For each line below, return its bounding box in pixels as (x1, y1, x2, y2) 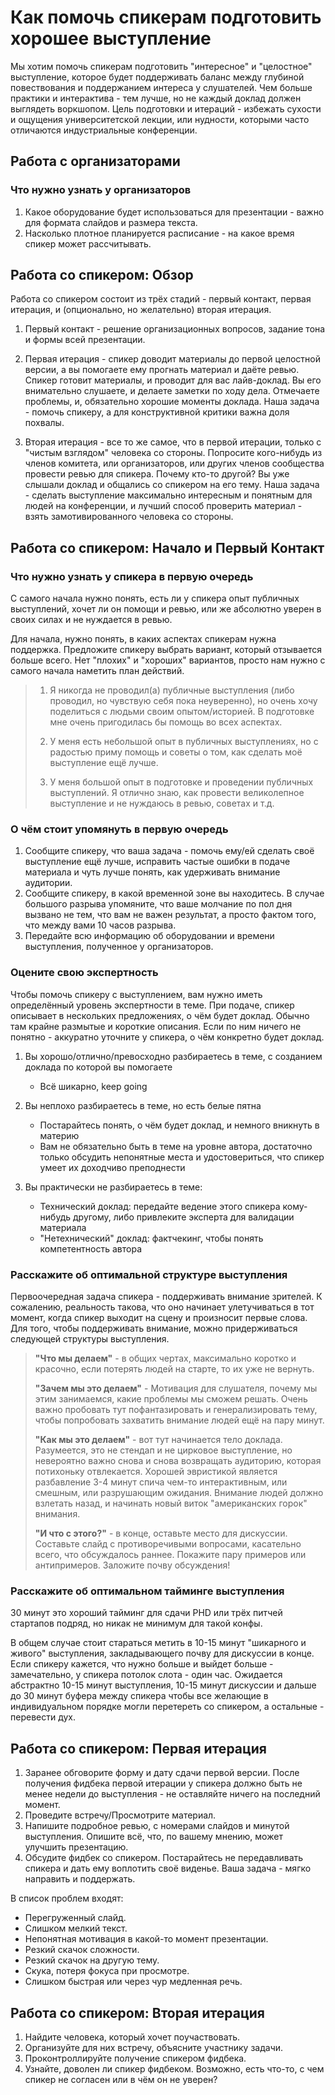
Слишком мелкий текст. (24, 1922, 128, 1935)
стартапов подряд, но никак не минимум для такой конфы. (10, 1617, 263, 1630)
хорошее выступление (10, 27, 212, 50)
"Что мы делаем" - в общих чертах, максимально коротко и (34, 1352, 297, 1365)
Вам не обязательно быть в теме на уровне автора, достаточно (39, 1140, 313, 1152)
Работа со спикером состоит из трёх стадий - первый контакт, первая (10, 293, 312, 305)
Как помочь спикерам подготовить (10, 6, 322, 29)
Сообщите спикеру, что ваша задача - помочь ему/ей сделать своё (24, 845, 315, 857)
